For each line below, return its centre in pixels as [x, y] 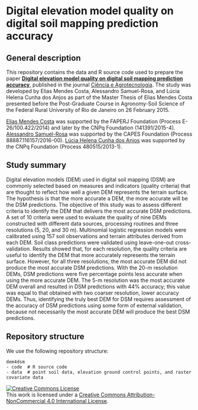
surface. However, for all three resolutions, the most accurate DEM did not [96, 261]
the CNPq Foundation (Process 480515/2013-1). [64, 147]
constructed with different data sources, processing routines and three [92, 223]
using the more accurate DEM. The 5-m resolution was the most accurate [95, 280]
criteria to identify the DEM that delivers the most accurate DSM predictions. [99, 211]
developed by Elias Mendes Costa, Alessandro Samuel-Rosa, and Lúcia [93, 91]
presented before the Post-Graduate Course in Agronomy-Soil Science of [95, 104]
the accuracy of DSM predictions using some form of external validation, [95, 305]
